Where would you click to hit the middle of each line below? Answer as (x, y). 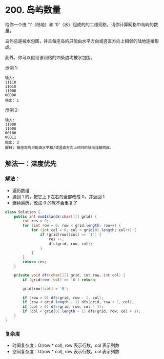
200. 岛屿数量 (33, 10)
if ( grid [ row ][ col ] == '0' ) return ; (60, 280)
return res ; (35, 262)
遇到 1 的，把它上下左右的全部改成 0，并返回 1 (58, 196)
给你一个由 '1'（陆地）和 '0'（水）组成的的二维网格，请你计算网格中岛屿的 (80, 24)
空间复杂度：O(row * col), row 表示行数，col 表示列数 (66, 352)
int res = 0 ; (36, 221)
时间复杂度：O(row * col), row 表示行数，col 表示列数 (66, 345)
